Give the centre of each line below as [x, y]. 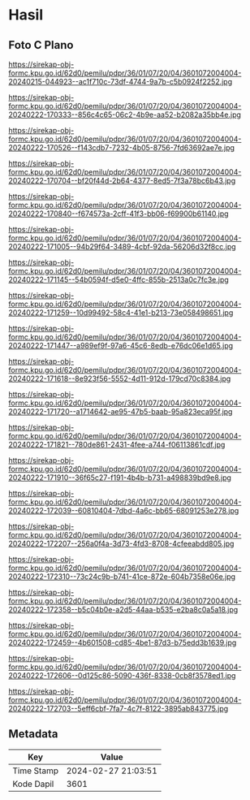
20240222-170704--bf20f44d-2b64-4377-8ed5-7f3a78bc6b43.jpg [122, 181]
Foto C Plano [41, 45]
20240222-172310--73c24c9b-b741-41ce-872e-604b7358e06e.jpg [122, 577]
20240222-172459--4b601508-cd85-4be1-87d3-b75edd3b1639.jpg [123, 642]
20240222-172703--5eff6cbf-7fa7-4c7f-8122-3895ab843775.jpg [119, 709]
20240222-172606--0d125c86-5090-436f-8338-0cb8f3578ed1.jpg [122, 675]
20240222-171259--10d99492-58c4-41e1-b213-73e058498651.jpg [121, 313]
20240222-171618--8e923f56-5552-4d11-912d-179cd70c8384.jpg [120, 378]
